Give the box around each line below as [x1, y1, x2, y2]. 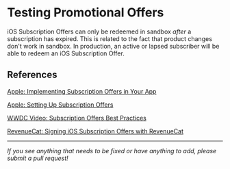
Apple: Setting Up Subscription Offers [7, 101, 114, 109]
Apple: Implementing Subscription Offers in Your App [7, 87, 157, 95]
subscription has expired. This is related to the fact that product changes [7, 34, 212, 42]
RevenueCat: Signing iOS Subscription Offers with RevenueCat [7, 127, 183, 135]
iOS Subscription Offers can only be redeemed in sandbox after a [7, 27, 192, 36]
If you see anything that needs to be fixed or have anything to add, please [7, 146, 217, 155]
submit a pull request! [7, 154, 68, 162]
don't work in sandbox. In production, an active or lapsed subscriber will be [7, 42, 220, 50]
